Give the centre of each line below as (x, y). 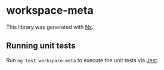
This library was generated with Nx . (50, 27)
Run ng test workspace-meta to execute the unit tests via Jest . (83, 60)
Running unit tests (41, 46)
